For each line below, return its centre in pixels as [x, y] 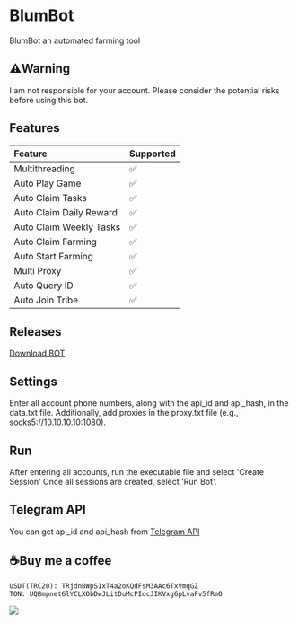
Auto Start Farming [54, 256]
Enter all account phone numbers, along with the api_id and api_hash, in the [149, 403]
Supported [153, 154]
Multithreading [44, 169]
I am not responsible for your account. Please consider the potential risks [145, 90]
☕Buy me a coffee [61, 561]
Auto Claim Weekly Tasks [67, 227]
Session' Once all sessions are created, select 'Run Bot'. [113, 482]
